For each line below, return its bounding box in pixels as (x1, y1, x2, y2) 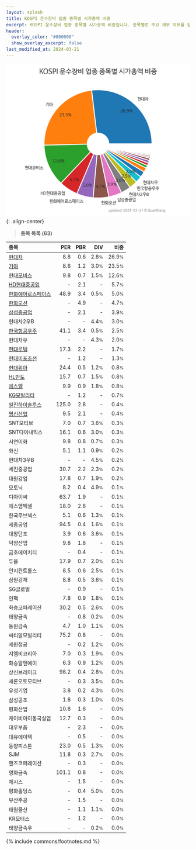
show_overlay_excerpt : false (11, 40, 82, 46)
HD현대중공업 (8, 281, 40, 288)
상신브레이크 (8, 668, 37, 675)
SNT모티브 (8, 420, 34, 427)
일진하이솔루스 (8, 401, 42, 408)
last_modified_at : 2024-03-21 (6, 47, 80, 53)
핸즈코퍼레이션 (8, 760, 42, 767)
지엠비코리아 (8, 650, 37, 657)
